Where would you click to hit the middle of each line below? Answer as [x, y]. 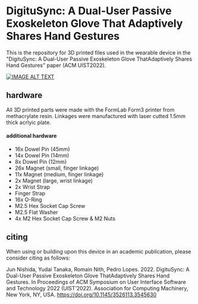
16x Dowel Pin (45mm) [42, 149]
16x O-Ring [29, 199]
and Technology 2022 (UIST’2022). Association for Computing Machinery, [97, 288]
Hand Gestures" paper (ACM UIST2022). [56, 65]
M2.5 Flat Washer [36, 212]
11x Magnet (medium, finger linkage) [59, 174]
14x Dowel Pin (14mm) [42, 155]
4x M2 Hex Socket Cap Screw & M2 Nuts [65, 218]
